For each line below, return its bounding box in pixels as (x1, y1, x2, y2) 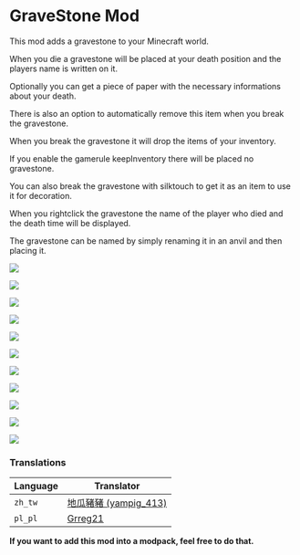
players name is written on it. (9, 63, 119, 74)
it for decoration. (9, 190, 73, 201)
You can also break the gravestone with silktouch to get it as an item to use (9, 180, 292, 192)
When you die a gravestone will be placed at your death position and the (9, 53, 282, 64)
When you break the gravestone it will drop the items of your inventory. (9, 135, 276, 146)
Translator (94, 480, 140, 493)
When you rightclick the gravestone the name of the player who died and (9, 207, 284, 219)
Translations (9, 456, 67, 468)
